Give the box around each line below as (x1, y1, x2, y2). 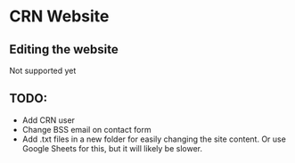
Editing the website (9, 42, 119, 57)
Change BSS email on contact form (21, 124, 152, 134)
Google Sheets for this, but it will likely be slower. (21, 143, 203, 153)
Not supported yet (9, 65, 77, 76)
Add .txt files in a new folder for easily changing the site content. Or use (21, 134, 287, 144)
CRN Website (9, 6, 110, 27)
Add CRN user (21, 114, 76, 126)
